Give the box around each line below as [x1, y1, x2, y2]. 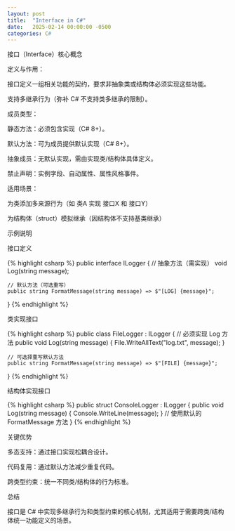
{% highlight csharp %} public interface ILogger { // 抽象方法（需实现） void [7, 259, 227, 268]
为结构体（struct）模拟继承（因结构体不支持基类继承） [7, 214, 166, 223]
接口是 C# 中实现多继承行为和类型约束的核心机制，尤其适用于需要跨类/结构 [7, 507, 224, 516]
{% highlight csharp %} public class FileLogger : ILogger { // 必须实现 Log [7, 329, 221, 338]
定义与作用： [7, 65, 44, 74]
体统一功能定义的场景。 [7, 516, 75, 525]
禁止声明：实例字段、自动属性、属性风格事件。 [7, 169, 142, 178]
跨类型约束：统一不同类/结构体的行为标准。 [7, 478, 133, 486]
